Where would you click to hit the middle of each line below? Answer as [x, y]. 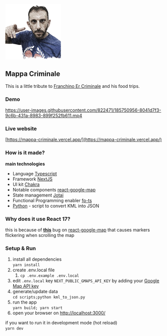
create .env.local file [34, 270]
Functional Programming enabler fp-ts [52, 200]
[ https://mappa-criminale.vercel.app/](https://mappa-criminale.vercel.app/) [84, 139]
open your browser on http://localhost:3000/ [59, 313]
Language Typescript [35, 173]
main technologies [25, 164]
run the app [24, 302]
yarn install [26, 265]
